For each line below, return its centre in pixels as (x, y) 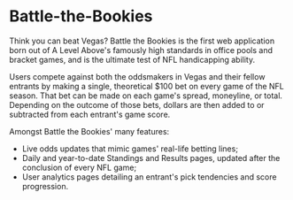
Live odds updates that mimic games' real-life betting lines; (130, 149)
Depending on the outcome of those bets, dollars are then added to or (137, 104)
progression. (45, 186)
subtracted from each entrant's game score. (90, 114)
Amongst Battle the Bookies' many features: (89, 131)
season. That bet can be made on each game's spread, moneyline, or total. (146, 96)
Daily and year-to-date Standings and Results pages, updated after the (151, 158)
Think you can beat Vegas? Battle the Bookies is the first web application (142, 41)
